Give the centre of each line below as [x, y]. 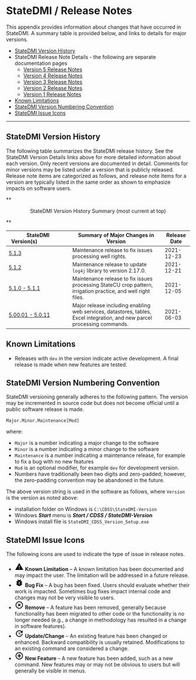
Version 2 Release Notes [53, 88]
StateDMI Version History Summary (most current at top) [98, 211]
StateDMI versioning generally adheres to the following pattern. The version [97, 397]
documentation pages [41, 63]
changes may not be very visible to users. [65, 597]
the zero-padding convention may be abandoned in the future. [90, 480]
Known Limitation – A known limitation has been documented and [104, 569]
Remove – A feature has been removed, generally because [95, 607]
